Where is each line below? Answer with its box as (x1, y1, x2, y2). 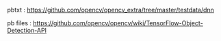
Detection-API (7, 27, 47, 34)
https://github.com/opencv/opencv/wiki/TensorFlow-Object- (33, 19, 203, 27)
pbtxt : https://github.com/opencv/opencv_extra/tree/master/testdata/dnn (7, 6, 214, 14)
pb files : (7, 19, 32, 27)
